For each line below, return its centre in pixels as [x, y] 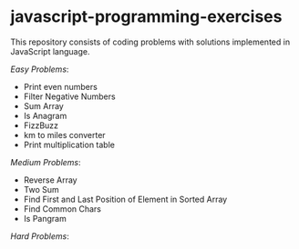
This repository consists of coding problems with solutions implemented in [150, 42]
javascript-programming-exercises [146, 17]
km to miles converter [64, 134]
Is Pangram [45, 218]
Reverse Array [50, 180]
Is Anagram [45, 115]
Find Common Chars [62, 209]
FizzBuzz [41, 125]
